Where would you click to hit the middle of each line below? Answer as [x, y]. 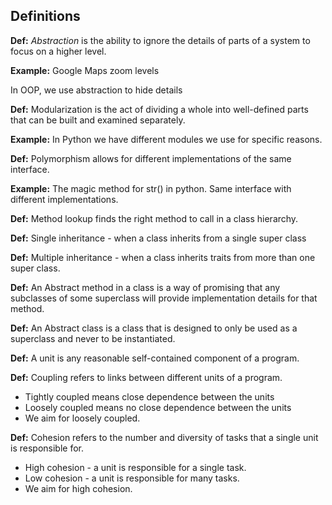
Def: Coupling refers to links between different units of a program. [146, 377]
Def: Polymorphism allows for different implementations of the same [151, 158]
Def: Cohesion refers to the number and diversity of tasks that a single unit [164, 437]
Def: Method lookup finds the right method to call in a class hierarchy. [154, 218]
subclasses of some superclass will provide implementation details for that [164, 298]
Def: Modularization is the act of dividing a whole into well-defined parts [159, 109]
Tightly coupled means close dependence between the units [149, 396]
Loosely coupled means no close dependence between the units [158, 407]
